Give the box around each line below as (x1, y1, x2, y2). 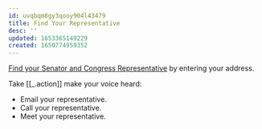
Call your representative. (19, 103, 102, 113)
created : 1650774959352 (8, 42, 88, 50)
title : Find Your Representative (8, 19, 121, 27)
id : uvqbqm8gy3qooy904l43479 (8, 11, 106, 20)
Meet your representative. (19, 111, 106, 121)
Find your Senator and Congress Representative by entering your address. (8, 63, 255, 73)
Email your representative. (19, 95, 107, 104)
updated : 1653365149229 (8, 34, 88, 42)
